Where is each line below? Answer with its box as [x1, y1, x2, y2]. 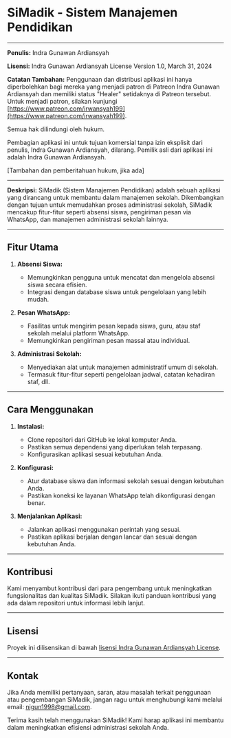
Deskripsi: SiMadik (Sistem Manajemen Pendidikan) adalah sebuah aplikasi [7, 186, 221, 194]
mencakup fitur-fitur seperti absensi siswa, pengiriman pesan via [7, 208, 191, 216]
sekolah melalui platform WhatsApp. [27, 328, 130, 337]
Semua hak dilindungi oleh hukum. [7, 125, 105, 133]
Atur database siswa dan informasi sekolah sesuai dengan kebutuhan [27, 476, 224, 485]
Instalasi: [16, 422, 45, 430]
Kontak [7, 670, 39, 682]
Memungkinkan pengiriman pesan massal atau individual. [27, 336, 190, 344]
